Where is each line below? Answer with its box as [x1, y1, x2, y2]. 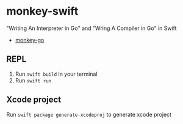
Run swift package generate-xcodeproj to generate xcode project [6, 111, 172, 118]
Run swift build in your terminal [15, 70, 98, 78]
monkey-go [15, 36, 45, 43]
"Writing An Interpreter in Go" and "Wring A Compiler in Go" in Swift [6, 24, 177, 32]
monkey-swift [6, 4, 79, 18]
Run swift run [15, 76, 52, 84]
